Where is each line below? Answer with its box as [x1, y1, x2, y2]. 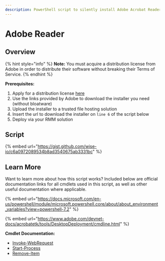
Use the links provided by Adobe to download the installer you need [12, 95, 150, 101]
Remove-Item [12, 251, 40, 257]
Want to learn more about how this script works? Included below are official [5, 176, 158, 182]
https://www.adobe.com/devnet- [37, 216, 104, 222]
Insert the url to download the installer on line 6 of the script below [12, 111, 149, 117]
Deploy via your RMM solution [12, 116, 73, 122]
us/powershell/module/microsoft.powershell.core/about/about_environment [5, 201, 158, 207]
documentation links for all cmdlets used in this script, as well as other [5, 181, 147, 187]
